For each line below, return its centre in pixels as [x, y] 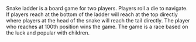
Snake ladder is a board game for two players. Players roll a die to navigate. [97, 8]
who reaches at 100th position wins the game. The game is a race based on [97, 26]
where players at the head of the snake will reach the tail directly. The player [98, 20]
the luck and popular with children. [48, 33]
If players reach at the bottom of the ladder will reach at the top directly [92, 14]
